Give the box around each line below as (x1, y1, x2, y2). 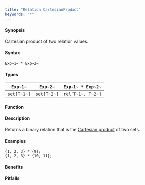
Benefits (5, 164, 23, 170)
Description (5, 115, 30, 121)
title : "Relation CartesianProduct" (5, 7, 81, 12)
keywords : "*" (5, 12, 35, 17)
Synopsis (5, 27, 25, 33)
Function (5, 104, 24, 110)
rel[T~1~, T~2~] (63, 91, 102, 97)
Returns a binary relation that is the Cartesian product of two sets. (5, 126, 140, 132)
